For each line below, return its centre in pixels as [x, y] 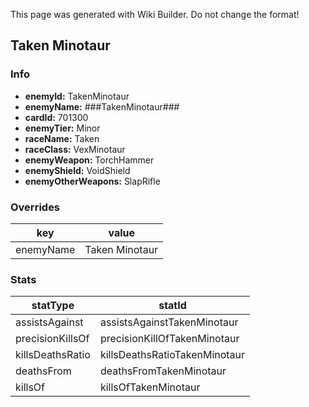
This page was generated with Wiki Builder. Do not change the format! [155, 14]
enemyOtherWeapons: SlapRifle [92, 181]
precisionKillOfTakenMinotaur [169, 339]
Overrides [35, 207]
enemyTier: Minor [62, 128]
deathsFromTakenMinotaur [163, 371]
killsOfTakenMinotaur [150, 387]
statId [172, 306]
